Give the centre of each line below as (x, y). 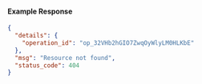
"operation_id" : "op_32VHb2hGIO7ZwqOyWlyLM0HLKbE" (108, 43)
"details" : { (36, 36)
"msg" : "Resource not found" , (65, 58)
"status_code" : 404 (47, 65)
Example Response (40, 11)
